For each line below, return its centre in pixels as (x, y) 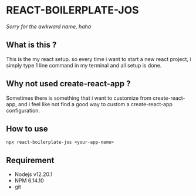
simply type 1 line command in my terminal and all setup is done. (84, 65)
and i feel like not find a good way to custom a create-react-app (95, 104)
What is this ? (31, 45)
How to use (27, 129)
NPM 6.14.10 (29, 181)
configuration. (23, 110)
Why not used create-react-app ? (68, 84)
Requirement (30, 160)
